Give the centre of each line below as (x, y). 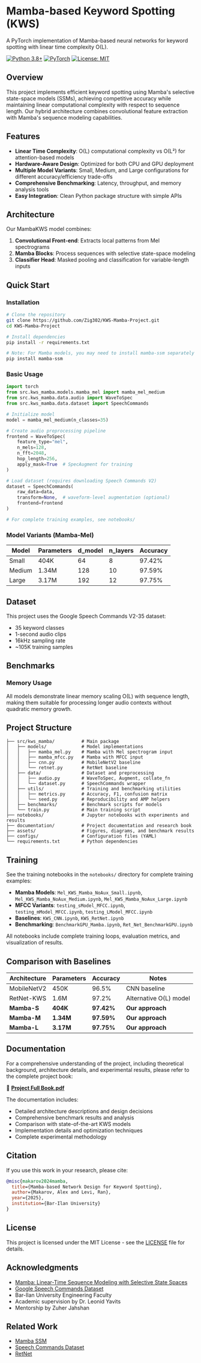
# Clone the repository (36, 315)
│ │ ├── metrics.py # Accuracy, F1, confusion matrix (87, 794)
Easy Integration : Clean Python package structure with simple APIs (98, 195)
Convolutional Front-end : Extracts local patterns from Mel (87, 241)
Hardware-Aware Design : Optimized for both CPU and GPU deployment (104, 164)
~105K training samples (44, 647)
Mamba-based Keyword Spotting (91, 11)
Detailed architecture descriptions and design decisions (84, 1111)
